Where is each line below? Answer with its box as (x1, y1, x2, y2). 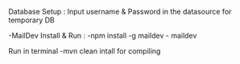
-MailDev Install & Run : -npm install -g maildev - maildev (8, 31, 197, 40)
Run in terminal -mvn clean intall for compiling (8, 46, 161, 55)
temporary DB (8, 15, 55, 25)
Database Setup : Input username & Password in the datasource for (8, 7, 232, 16)
